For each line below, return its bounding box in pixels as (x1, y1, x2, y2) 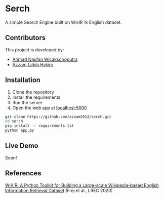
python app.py (5, 128, 35, 133)
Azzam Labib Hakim (12, 61, 53, 67)
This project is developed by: (5, 46, 64, 52)
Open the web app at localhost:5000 (12, 105, 87, 111)
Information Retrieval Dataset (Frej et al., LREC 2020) (5, 187, 113, 193)
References (5, 169, 41, 178)
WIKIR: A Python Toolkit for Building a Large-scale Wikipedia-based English (5, 182, 159, 188)
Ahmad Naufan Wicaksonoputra (12, 56, 78, 62)
